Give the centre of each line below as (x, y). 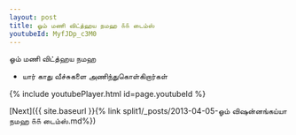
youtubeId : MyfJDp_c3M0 (53, 34)
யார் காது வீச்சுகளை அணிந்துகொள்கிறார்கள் (95, 77)
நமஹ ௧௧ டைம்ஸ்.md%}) (53, 121)
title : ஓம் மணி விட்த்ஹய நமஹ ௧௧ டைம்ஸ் (82, 26)
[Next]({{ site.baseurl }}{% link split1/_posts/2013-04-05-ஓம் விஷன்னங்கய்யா (148, 111)
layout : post (33, 17)
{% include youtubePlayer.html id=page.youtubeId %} (108, 94)
